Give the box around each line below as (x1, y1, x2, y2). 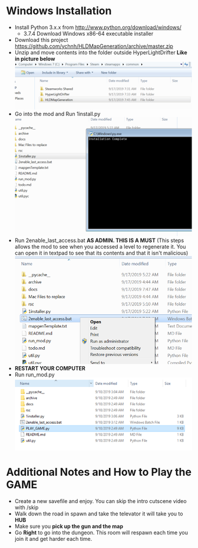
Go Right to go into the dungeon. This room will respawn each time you (14, 528, 189, 536)
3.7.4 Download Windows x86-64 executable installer (23, 30, 154, 37)
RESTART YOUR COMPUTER (14, 365, 85, 372)
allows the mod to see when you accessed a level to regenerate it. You (14, 243, 186, 250)
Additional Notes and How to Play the (6, 466, 192, 479)
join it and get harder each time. (14, 535, 93, 542)
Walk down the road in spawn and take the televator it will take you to (14, 510, 183, 517)
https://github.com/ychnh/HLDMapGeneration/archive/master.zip (14, 43, 174, 50)
